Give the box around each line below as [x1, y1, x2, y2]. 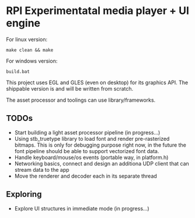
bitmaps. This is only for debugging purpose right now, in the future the [14, 141, 187, 148]
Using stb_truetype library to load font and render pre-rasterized [14, 135, 170, 142]
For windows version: [6, 57, 58, 64]
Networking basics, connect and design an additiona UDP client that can [14, 160, 190, 167]
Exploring [6, 189, 42, 199]
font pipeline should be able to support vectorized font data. [14, 147, 159, 154]
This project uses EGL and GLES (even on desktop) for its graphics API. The [6, 79, 189, 86]
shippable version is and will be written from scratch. [6, 85, 134, 92]
